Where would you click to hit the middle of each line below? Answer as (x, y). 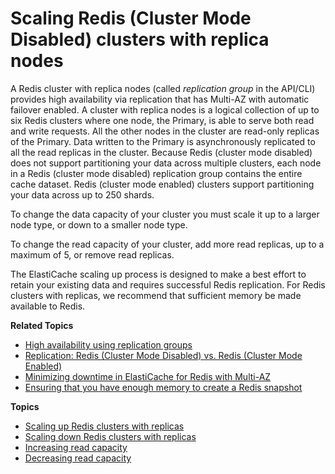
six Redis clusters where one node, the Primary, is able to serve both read (162, 120)
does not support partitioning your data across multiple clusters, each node (166, 163)
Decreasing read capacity (78, 458)
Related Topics (42, 325)
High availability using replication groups (108, 344)
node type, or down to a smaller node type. (99, 224)
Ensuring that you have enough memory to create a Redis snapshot (163, 387)
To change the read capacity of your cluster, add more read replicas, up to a (167, 244)
